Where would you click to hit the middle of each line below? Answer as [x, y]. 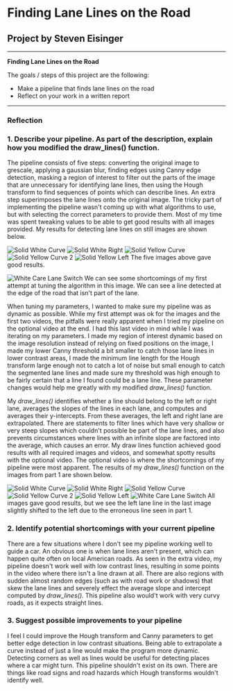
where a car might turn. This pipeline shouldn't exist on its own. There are [112, 665]
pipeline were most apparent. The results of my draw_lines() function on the [116, 467]
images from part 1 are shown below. [60, 475]
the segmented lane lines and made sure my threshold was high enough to [114, 373]
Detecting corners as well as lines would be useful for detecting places [109, 658]
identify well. [25, 680]
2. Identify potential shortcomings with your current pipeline [111, 528]
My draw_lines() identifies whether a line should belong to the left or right [112, 401]
